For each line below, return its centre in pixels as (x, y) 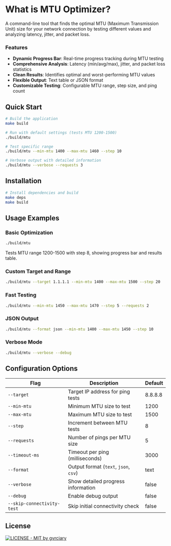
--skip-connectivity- (34, 503)
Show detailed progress (96, 481)
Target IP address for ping (99, 391)
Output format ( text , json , (99, 467)
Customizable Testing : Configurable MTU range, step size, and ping (85, 85)
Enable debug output (93, 496)
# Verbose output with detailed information (53, 161)
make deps (16, 197)
